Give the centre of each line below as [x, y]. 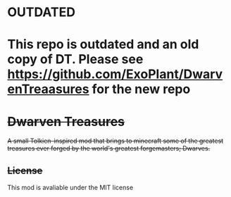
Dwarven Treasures [66, 121]
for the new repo [141, 89]
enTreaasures [48, 89]
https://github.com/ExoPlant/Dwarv [115, 74]
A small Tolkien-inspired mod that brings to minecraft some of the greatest [115, 141]
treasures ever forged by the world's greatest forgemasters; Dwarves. [109, 148]
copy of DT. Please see [75, 59]
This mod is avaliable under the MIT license [70, 188]
